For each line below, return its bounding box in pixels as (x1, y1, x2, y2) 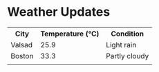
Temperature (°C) (40, 29, 100, 38)
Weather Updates (7, 4, 111, 20)
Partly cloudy (106, 51, 149, 60)
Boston (10, 51, 34, 60)
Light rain (106, 40, 137, 49)
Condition (111, 29, 144, 38)
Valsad (10, 40, 33, 49)
